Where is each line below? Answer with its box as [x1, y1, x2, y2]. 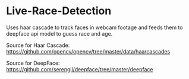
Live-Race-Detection [6, 4, 112, 18]
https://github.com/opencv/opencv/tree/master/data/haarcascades [6, 48, 171, 55]
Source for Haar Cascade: [6, 42, 70, 49]
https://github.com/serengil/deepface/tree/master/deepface [6, 65, 153, 72]
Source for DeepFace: [6, 59, 61, 67]
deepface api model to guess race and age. [6, 30, 113, 37]
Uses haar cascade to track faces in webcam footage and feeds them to [6, 24, 183, 31]
